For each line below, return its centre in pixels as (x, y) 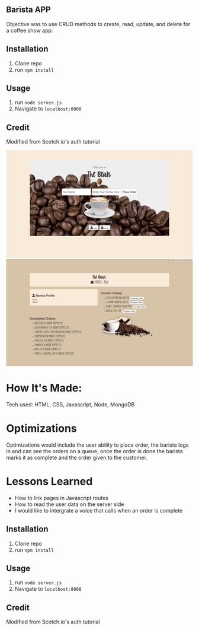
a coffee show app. (30, 30)
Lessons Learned (49, 481)
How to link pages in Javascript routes (61, 498)
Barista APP (29, 10)
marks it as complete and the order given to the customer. (77, 457)
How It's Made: (44, 388)
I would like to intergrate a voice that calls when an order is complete (99, 510)
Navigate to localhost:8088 (48, 589)
